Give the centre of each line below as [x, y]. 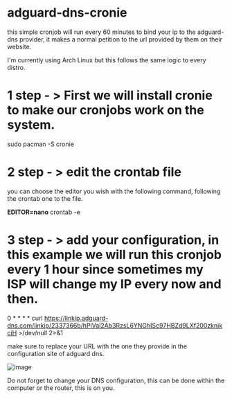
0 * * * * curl [25, 318]
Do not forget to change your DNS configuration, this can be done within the [116, 380]
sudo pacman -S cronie [41, 144]
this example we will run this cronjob [115, 255]
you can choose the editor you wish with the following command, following [114, 191]
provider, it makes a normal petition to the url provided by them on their [121, 39]
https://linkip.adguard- [76, 318]
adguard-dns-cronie [67, 13]
